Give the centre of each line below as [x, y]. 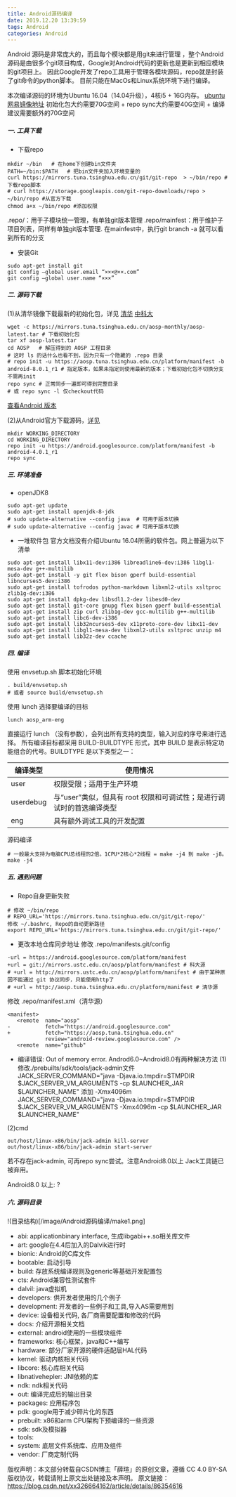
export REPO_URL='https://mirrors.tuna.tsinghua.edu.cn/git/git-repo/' [114, 930]
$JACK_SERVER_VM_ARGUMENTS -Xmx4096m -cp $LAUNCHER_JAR [119, 1107]
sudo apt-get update [38, 506]
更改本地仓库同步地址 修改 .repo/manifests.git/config [94, 944]
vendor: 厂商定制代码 [48, 1454]
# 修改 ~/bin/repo [33, 910]
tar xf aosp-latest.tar [42, 341]
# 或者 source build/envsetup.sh [55, 693]
